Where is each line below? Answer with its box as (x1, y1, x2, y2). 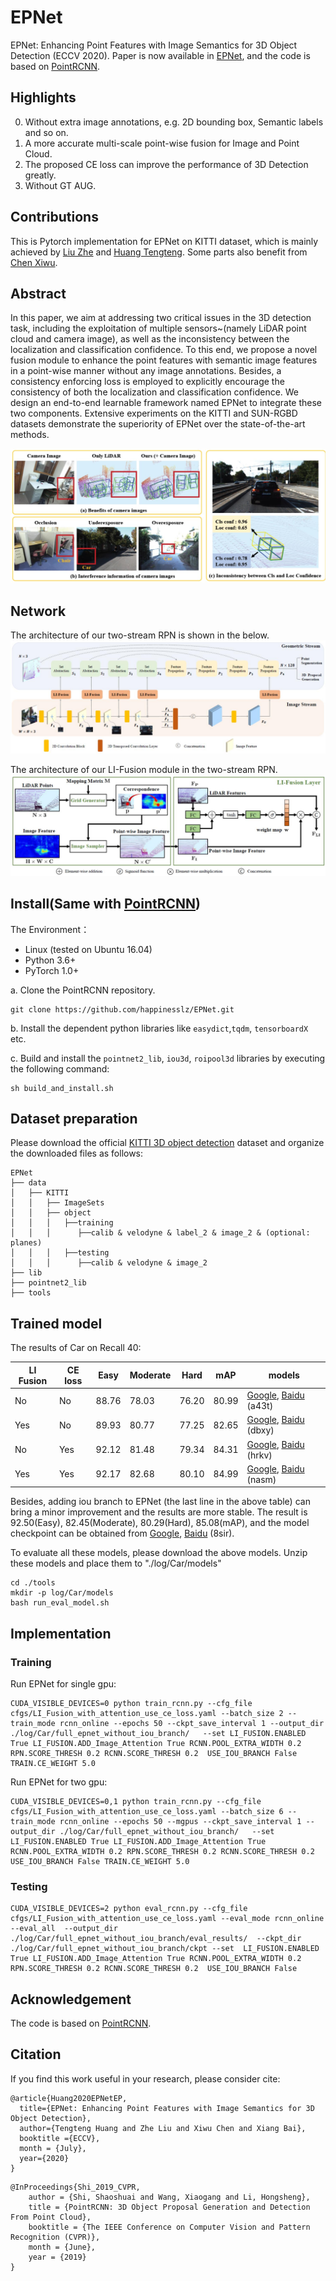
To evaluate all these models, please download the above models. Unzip (10, 1547, 308, 1559)
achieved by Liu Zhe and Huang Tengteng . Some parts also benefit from (10, 246, 308, 258)
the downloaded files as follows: (10, 1147, 144, 1160)
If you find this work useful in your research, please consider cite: (10, 2072, 281, 2085)
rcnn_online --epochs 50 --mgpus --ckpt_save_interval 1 (59, 1816, 302, 1826)
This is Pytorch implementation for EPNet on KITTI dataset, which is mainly (10, 235, 319, 247)
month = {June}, (28, 2242, 97, 2252)
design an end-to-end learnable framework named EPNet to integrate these (10, 397, 323, 409)
